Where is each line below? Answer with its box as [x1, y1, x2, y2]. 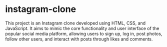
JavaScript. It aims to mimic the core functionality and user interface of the [5, 25, 159, 31]
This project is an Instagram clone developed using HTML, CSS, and [5, 20, 146, 26]
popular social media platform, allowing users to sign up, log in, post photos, [5, 30, 162, 36]
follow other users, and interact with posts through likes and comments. [5, 36, 153, 42]
